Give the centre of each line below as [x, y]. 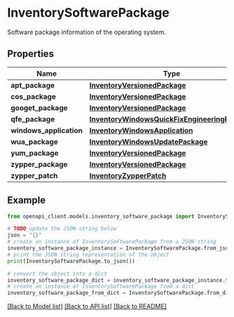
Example [26, 201]
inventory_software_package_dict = [59, 280]
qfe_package [33, 119]
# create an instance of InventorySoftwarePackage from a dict [101, 286]
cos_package [33, 97]
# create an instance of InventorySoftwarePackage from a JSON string [112, 242]
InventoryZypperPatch [128, 175]
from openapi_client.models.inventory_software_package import [101, 216]
